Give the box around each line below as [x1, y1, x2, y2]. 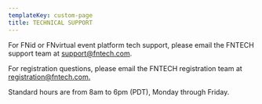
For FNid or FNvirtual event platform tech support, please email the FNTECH [8, 40, 255, 49]
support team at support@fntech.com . [8, 48, 133, 58]
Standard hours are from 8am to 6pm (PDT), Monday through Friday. [8, 87, 230, 96]
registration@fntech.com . [8, 72, 91, 81]
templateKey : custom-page [8, 11, 93, 20]
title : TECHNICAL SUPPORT [8, 19, 93, 27]
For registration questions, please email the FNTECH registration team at [8, 63, 243, 73]
